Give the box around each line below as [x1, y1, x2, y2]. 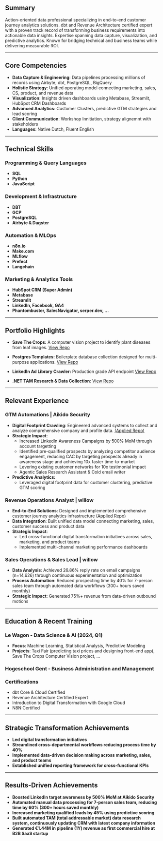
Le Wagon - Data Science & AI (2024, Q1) [5, 631, 103, 638]
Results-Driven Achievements [5, 781, 98, 789]
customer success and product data [12, 524, 85, 529]
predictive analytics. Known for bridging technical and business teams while [5, 38, 157, 43]
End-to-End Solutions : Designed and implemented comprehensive [12, 508, 147, 513]
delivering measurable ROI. [5, 42, 59, 48]
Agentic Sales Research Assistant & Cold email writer [19, 469, 126, 475]
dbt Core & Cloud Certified [12, 689, 65, 695]
